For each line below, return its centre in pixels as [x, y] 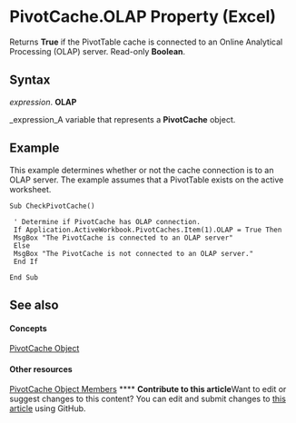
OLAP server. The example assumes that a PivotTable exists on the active [147, 180]
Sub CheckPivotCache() [52, 206]
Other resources [41, 369]
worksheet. [30, 189]
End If [26, 261]
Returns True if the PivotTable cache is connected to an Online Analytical [146, 42]
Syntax [30, 80]
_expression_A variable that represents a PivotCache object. [123, 119]
